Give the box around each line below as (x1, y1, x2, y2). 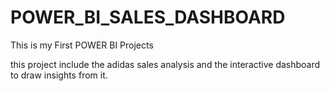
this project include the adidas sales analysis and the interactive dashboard (10, 58, 321, 70)
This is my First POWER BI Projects (10, 39, 154, 51)
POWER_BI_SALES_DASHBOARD (10, 6, 286, 29)
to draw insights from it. (10, 69, 108, 81)
